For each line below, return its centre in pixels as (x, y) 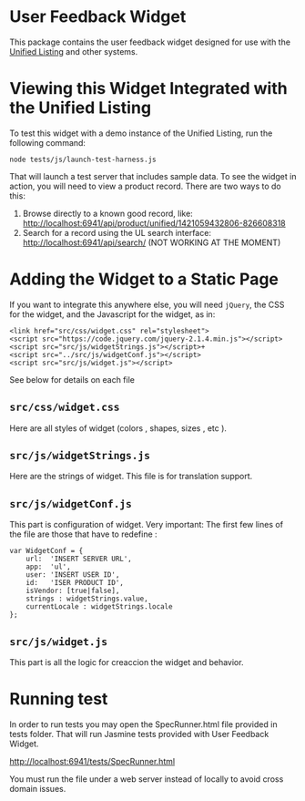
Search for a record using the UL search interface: (117, 232)
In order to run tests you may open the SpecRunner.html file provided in (143, 724)
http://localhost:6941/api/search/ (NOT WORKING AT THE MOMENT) (152, 242)
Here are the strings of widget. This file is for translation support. (131, 477)
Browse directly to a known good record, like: (107, 213)
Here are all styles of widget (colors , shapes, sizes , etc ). (118, 428)
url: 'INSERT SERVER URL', (79, 559)
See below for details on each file (72, 379)
